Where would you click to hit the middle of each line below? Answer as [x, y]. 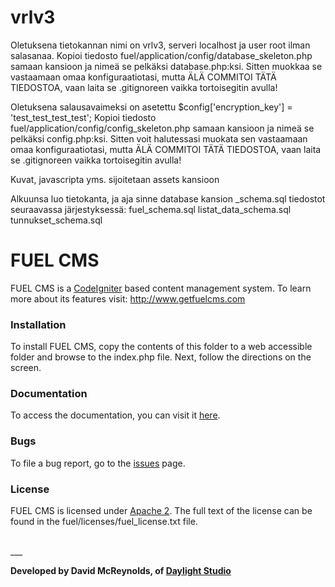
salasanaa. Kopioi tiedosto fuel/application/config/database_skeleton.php [161, 55]
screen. [26, 368]
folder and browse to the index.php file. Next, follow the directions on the [161, 357]
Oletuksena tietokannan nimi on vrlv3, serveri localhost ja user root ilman [160, 45]
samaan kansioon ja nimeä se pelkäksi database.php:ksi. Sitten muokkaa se [166, 66]
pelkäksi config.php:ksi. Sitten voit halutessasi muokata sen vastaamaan [159, 138]
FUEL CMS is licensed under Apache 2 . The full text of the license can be [161, 511]
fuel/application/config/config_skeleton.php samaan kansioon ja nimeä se [162, 128]
